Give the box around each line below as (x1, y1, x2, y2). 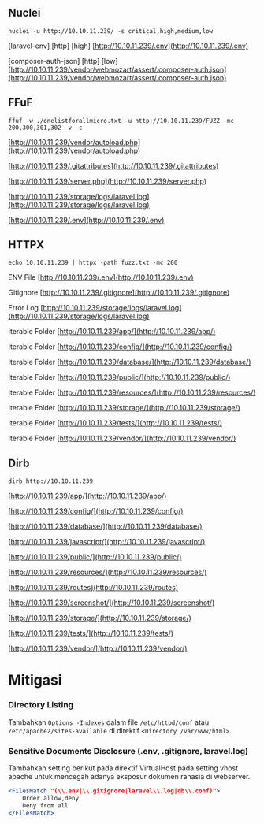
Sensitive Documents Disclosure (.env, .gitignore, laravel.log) (8, 745, 249, 756)
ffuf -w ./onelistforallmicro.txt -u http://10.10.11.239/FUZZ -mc (8, 117, 235, 124)
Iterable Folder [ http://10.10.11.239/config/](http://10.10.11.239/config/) (8, 342, 232, 351)
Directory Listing (8, 700, 74, 711)
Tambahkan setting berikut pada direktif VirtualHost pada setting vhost (8, 763, 239, 773)
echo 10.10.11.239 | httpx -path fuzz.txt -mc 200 (8, 259, 178, 267)
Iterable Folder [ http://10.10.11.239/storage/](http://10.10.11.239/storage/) (8, 403, 240, 413)
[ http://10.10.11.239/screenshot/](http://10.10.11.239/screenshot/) (8, 598, 215, 607)
